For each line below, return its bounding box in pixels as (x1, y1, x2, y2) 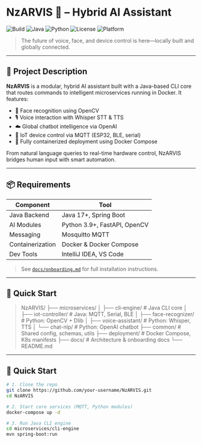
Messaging (9, 230, 41, 238)
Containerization (9, 240, 56, 249)
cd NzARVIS (6, 392, 34, 399)
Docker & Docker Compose (61, 240, 139, 249)
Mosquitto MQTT (61, 230, 110, 238)
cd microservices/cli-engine (6, 426, 79, 432)
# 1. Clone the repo (6, 382, 58, 388)
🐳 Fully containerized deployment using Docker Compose (14, 138, 158, 145)
